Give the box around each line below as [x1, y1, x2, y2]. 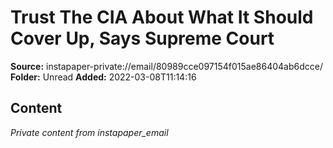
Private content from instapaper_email [10, 126, 169, 138]
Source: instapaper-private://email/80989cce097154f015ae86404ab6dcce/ [10, 60, 323, 72]
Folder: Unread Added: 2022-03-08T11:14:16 [10, 71, 197, 83]
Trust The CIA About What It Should [10, 6, 314, 29]
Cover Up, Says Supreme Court [10, 27, 275, 50]
